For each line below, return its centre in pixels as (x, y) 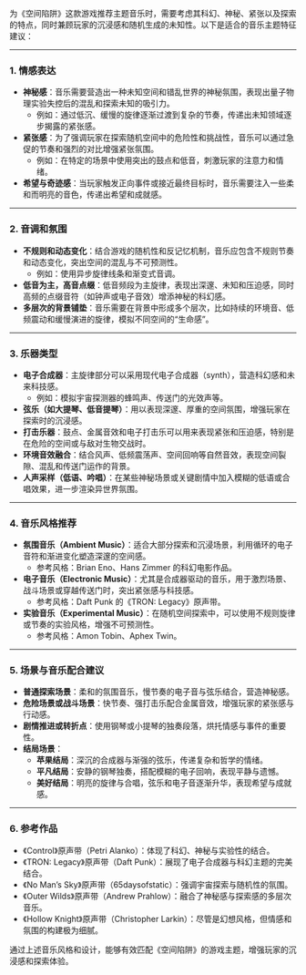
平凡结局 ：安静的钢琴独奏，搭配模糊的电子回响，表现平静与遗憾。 (160, 772)
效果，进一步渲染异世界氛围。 (87, 488)
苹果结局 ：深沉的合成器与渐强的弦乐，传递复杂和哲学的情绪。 (152, 760)
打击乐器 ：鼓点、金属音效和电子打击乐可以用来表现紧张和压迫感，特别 (154, 432)
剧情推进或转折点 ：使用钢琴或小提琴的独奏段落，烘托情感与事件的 (146, 726)
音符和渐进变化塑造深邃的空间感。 (87, 556)
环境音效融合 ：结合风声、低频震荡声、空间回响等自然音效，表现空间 (150, 455)
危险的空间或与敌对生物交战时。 (91, 443)
